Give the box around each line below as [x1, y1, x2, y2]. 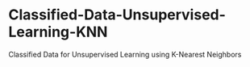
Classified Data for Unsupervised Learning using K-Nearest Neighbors [8, 49, 242, 59]
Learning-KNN [8, 23, 108, 41]
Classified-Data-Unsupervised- [8, 6, 226, 24]
